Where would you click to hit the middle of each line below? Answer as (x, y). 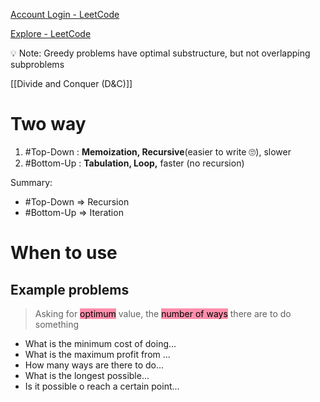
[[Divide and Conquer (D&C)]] (71, 83)
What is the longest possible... (87, 375)
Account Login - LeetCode (65, 14)
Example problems (70, 289)
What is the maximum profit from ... (97, 354)
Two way (48, 124)
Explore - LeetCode (51, 33)
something (57, 324)
